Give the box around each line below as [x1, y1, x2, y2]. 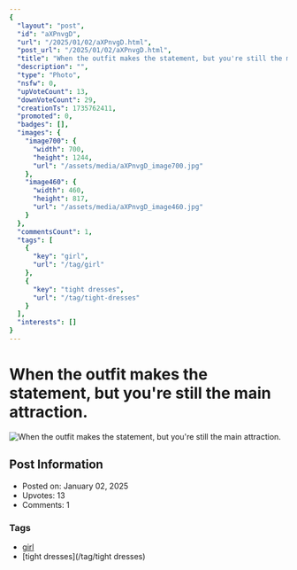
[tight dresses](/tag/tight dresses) [21, 550, 146, 561]
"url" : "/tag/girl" [32, 261, 104, 269]
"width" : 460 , [32, 186, 86, 195]
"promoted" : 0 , [17, 112, 73, 121]
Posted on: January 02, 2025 [21, 480, 129, 491]
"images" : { [17, 129, 62, 137]
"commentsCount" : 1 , [17, 227, 93, 236]
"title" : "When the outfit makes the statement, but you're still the [17, 54, 283, 63]
